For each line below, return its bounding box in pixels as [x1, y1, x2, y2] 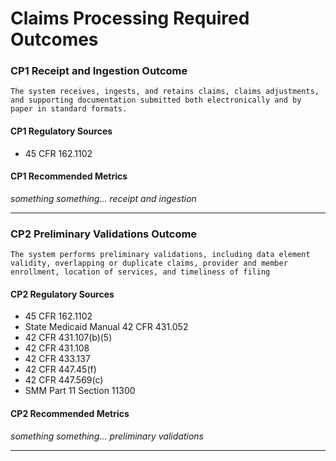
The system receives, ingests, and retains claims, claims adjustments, [10, 87, 320, 97]
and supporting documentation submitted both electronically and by [10, 95, 302, 106]
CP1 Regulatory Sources [10, 125, 113, 137]
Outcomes [10, 28, 99, 51]
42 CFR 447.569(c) [24, 374, 104, 386]
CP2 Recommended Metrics [10, 407, 130, 419]
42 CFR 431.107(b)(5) [24, 332, 113, 344]
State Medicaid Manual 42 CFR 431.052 [24, 321, 189, 333]
